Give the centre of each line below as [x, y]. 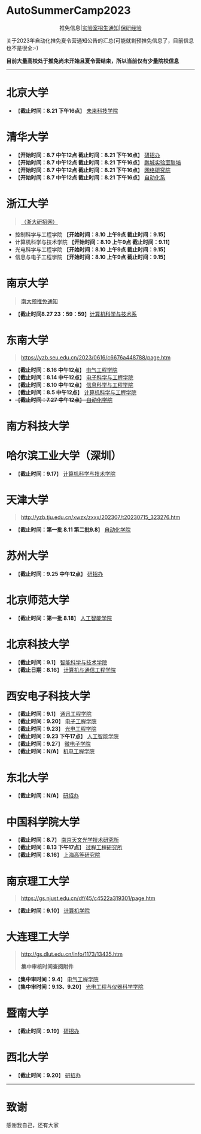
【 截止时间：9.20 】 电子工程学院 [56, 721]
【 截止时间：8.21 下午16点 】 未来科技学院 [66, 110]
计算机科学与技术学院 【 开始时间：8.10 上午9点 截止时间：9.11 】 [94, 242]
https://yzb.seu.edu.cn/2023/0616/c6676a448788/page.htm [96, 357]
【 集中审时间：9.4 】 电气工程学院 [57, 979]
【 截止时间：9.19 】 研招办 [47, 1031]
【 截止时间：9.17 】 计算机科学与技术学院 [65, 473]
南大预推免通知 [39, 301]
